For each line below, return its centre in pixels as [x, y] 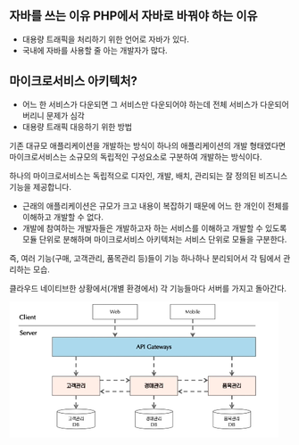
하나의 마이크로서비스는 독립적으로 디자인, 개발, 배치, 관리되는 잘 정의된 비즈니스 [149, 176]
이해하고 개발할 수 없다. [63, 217]
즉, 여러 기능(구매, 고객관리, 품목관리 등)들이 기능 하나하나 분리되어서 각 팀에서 [145, 258]
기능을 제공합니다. [41, 186]
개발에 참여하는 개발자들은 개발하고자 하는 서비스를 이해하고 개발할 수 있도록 [154, 228]
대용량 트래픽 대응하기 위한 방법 [77, 127]
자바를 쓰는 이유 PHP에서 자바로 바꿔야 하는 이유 [133, 16]
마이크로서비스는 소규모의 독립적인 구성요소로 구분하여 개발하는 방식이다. [136, 157]
